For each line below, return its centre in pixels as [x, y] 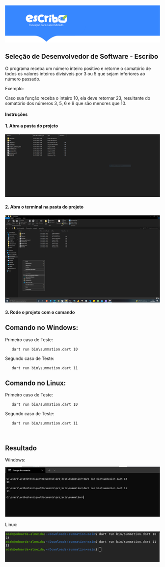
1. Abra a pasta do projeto [32, 126]
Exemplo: [14, 88]
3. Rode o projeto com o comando [40, 312]
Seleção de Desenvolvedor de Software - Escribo [82, 56]
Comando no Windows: [42, 328]
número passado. [23, 79]
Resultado [21, 448]
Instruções [16, 114]
